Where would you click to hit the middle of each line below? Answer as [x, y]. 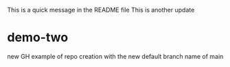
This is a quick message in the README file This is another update [101, 10]
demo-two [38, 38]
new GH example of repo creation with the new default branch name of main [115, 56]
